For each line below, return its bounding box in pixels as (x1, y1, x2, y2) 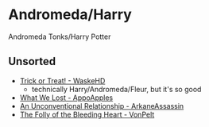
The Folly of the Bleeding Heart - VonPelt (19, 110, 155, 119)
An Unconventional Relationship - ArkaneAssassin (19, 101, 184, 110)
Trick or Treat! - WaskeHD (19, 75, 106, 85)
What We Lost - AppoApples (19, 93, 114, 102)
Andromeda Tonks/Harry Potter (8, 32, 111, 41)
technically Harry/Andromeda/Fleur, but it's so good (31, 84, 202, 94)
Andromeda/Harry (8, 6, 133, 24)
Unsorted (8, 55, 56, 68)
